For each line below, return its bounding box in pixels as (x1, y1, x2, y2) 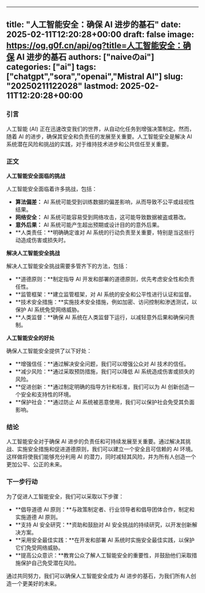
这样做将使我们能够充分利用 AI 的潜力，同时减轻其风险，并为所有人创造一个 (6, 453, 196, 460)
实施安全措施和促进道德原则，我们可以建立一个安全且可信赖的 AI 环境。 (16, 446, 196, 453)
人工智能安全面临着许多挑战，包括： (6, 185, 98, 193)
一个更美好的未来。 (11, 580, 60, 587)
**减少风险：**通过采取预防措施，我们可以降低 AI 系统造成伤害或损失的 (15, 367, 195, 375)
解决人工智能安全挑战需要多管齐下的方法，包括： (6, 262, 129, 270)
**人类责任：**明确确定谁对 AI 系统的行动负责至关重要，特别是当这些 (15, 229, 190, 236)
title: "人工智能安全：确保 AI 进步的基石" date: (6, 20, 181, 30)
